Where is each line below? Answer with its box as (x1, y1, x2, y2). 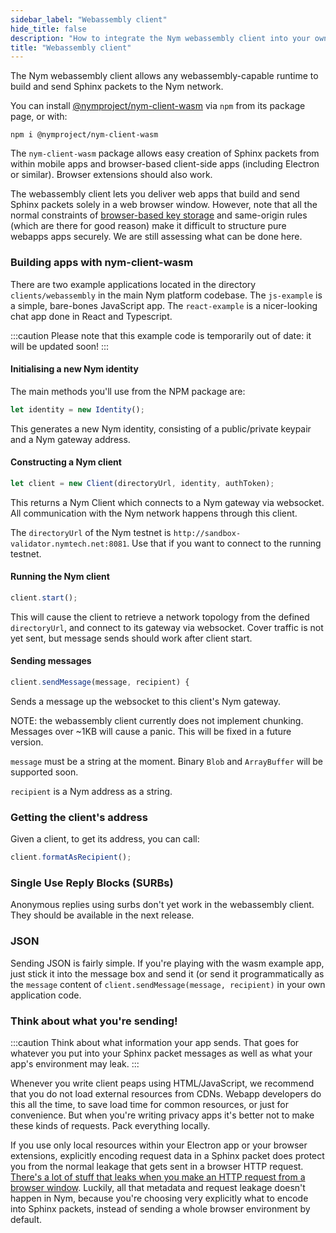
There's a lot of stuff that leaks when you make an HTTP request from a (10, 1171, 306, 1183)
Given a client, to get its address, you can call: (10, 833, 200, 845)
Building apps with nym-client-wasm (10, 256, 194, 270)
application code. (10, 989, 82, 1001)
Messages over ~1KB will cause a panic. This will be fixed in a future (10, 725, 292, 737)
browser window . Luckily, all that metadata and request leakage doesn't (10, 1181, 306, 1193)
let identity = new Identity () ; (10, 404, 145, 415)
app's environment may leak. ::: (10, 1057, 140, 1070)
